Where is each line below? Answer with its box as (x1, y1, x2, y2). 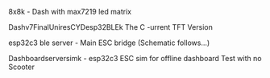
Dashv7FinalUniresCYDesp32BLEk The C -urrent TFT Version (8, 23, 214, 31)
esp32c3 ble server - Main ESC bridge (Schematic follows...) (8, 38, 210, 47)
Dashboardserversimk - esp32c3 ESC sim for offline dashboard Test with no (8, 54, 262, 63)
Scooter (8, 62, 35, 72)
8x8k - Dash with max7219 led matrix (8, 7, 131, 16)
